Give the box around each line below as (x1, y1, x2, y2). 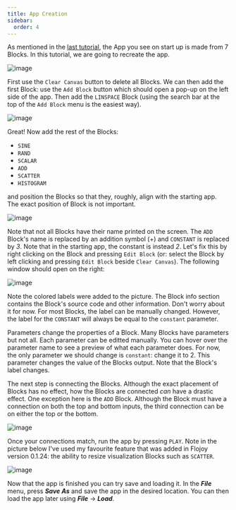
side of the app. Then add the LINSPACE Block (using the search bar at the (7, 93, 221, 101)
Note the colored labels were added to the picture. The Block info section (7, 292, 220, 301)
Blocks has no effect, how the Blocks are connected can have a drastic (7, 387, 213, 396)
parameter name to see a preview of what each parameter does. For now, (7, 343, 221, 352)
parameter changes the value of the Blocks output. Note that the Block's (7, 358, 217, 367)
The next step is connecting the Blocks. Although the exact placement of (7, 379, 219, 389)
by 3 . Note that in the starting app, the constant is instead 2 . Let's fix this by (7, 242, 228, 251)
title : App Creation (7, 10, 68, 18)
